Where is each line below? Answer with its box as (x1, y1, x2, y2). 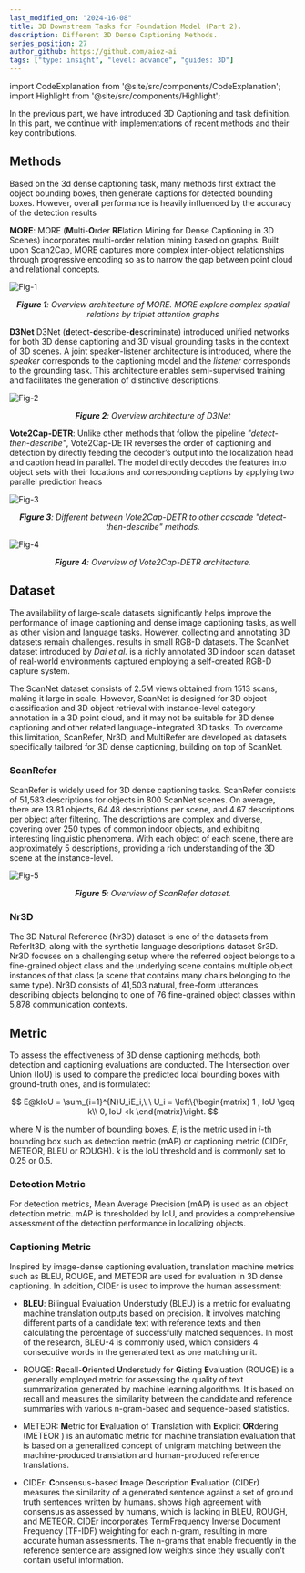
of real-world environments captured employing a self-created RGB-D (9, 656, 272, 667)
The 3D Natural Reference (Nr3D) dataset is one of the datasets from (9, 931, 269, 942)
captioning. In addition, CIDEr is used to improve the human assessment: (9, 1280, 282, 1291)
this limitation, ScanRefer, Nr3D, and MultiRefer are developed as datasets (9, 731, 287, 742)
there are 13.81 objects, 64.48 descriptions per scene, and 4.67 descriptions (9, 803, 295, 814)
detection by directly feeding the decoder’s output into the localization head (9, 447, 294, 458)
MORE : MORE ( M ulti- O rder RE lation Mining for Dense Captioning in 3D (9, 224, 275, 235)
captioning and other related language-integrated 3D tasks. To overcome (9, 721, 284, 732)
